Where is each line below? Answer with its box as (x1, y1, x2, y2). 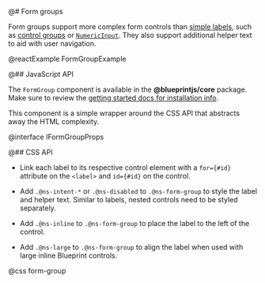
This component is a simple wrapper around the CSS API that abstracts (8, 108, 240, 118)
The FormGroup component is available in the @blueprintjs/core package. (8, 85, 248, 94)
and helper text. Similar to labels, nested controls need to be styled (19, 195, 239, 204)
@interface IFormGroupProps (8, 132, 104, 141)
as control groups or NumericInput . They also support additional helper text (8, 31, 252, 40)
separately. (19, 203, 57, 213)
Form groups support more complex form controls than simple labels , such (8, 22, 252, 31)
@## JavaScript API (8, 70, 74, 78)
